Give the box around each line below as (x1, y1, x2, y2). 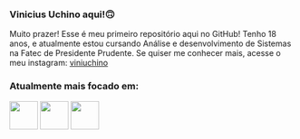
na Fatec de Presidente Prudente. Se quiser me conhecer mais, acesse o (9, 48, 281, 59)
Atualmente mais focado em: (9, 80, 139, 93)
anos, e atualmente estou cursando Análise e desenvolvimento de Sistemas (9, 38, 292, 49)
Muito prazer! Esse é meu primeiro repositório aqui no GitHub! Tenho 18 (9, 29, 276, 40)
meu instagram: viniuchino (9, 58, 109, 69)
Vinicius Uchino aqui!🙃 (9, 8, 115, 21)
